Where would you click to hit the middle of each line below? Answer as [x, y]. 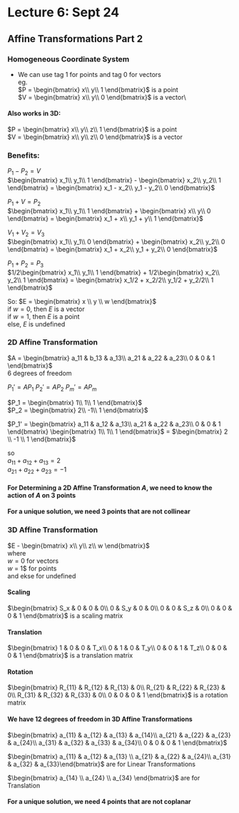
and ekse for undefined [42, 576]
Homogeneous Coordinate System [68, 59]
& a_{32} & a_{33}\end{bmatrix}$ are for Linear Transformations [102, 764]
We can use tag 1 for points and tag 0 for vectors [90, 74]
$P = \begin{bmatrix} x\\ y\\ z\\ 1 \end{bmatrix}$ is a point [92, 130]
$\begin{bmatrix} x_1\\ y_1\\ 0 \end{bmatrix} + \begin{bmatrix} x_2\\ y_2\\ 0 [116, 241]
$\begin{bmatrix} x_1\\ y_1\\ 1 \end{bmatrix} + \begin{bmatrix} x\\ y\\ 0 [109, 210]
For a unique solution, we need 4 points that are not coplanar [99, 802]
